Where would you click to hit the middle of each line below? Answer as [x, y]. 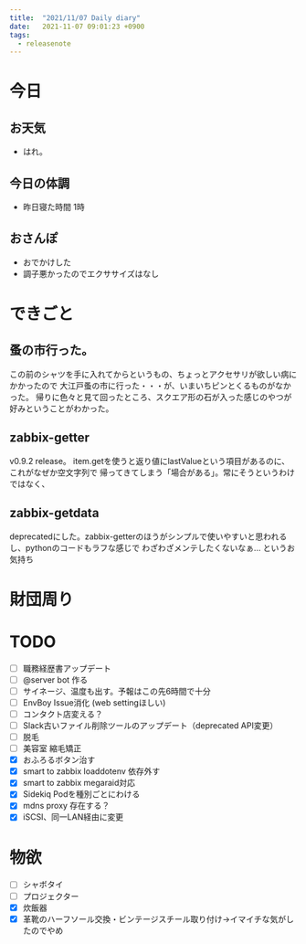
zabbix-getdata [54, 513]
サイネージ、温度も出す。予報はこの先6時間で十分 [117, 691]
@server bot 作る [55, 679]
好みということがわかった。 [62, 408]
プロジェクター [51, 896]
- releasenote [44, 43]
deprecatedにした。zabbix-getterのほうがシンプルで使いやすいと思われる [148, 536]
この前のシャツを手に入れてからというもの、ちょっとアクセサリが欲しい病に [153, 374]
